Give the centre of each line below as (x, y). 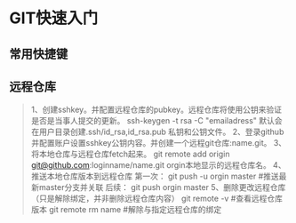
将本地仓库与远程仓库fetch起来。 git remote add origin (130, 154)
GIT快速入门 (54, 18)
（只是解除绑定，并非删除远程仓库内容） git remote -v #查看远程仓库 (156, 199)
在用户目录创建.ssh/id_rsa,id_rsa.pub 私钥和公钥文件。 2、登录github (157, 132)
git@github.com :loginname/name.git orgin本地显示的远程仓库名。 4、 (158, 165)
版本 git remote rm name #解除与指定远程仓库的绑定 (126, 210)
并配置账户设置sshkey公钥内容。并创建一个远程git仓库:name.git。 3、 (159, 143)
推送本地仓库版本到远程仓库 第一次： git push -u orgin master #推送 (155, 176)
